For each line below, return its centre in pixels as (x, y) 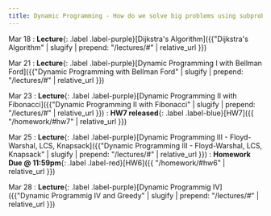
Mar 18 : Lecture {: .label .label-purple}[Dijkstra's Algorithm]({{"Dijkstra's (128, 39)
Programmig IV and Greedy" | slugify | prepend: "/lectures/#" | (155, 195)
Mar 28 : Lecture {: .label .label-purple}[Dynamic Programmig (110, 187)
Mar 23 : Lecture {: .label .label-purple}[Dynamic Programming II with (123, 96)
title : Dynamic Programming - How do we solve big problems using (122, 16)
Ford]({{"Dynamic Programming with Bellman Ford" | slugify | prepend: (126, 71)
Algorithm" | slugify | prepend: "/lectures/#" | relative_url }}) (108, 47)
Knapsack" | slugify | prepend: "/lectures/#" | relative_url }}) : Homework (130, 154)
